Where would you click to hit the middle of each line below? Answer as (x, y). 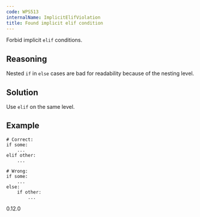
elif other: (21, 155)
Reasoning (27, 59)
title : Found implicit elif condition (55, 23)
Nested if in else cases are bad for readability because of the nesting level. (100, 73)
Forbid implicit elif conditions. (44, 40)
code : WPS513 (23, 12)
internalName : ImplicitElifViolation (53, 17)
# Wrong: (17, 171)
